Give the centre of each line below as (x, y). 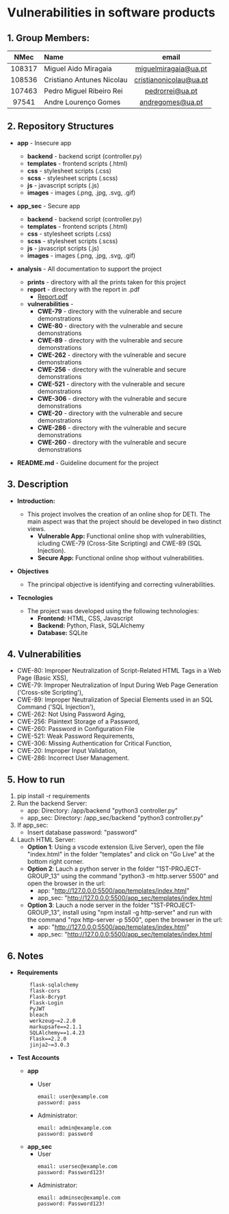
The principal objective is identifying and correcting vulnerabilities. (121, 584)
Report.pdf (53, 297)
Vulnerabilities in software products (111, 13)
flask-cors (45, 991)
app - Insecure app (44, 143)
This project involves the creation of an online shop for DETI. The (119, 514)
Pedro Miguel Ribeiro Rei (83, 91)
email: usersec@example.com (77, 1167)
